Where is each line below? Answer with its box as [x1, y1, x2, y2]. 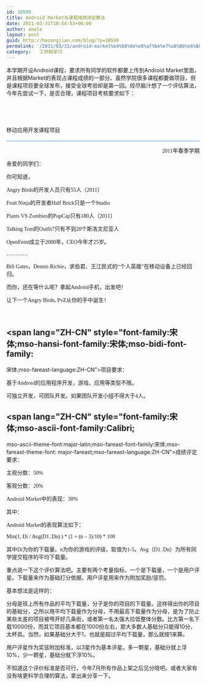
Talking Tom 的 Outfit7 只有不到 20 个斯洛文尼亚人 [6, 226, 120, 233]
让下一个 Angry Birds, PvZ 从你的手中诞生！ [6, 297, 109, 304]
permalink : [6, 44, 34, 50]
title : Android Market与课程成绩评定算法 [6, 15, 105, 21]
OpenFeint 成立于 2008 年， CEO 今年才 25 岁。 [6, 239, 110, 246]
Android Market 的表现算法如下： [6, 521, 85, 528]
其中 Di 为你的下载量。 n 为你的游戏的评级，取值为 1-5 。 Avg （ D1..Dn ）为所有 [6, 546, 191, 553]
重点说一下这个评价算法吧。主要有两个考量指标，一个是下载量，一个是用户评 [6, 566, 200, 573]
